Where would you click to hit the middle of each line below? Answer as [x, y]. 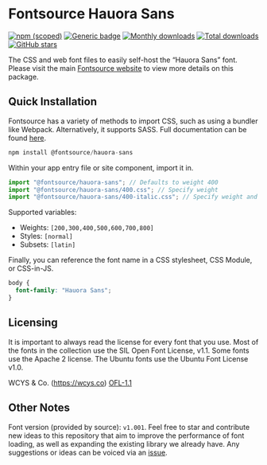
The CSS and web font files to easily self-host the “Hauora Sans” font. [123, 60]
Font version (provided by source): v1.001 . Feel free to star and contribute [129, 427]
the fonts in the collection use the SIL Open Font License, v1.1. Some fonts [129, 350]
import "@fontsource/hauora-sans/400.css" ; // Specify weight [113, 190]
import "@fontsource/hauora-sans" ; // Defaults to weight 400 [113, 182]
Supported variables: [43, 213]
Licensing [33, 323]
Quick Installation [53, 102]
